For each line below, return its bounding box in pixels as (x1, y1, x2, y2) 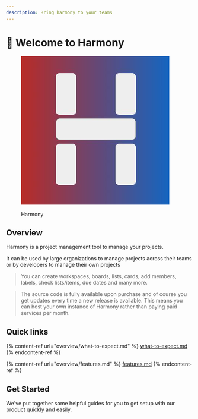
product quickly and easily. (6, 406, 72, 413)
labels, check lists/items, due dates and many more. (20, 279, 148, 286)
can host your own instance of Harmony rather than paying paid (20, 303, 177, 310)
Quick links (6, 327, 49, 337)
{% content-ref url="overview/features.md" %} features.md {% (6, 360, 161, 368)
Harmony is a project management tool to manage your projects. (6, 244, 164, 251)
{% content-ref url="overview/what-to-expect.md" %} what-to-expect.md (6, 342, 188, 350)
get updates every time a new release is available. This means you (20, 297, 183, 304)
